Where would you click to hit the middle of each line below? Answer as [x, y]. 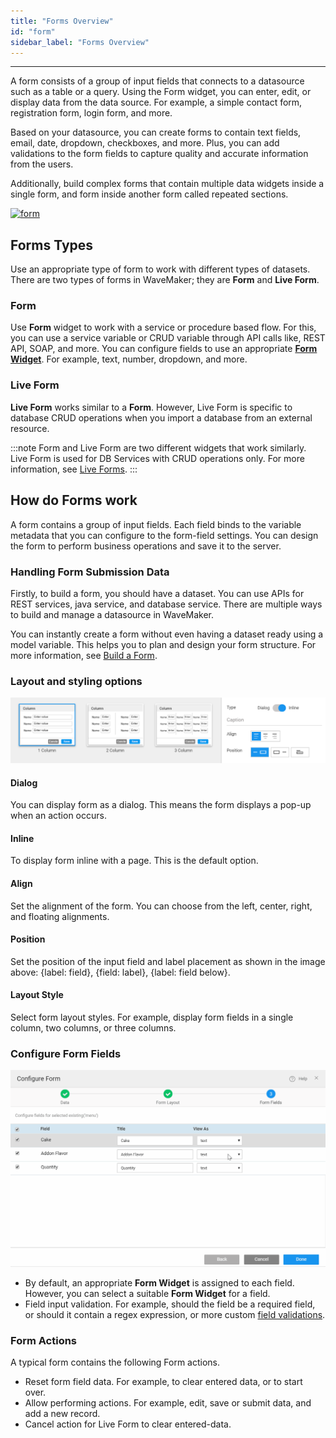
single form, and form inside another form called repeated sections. [149, 194]
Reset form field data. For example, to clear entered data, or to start [163, 1382]
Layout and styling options [76, 681]
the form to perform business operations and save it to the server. [146, 546]
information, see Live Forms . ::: [74, 469]
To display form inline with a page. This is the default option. [134, 861]
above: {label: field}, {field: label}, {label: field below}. [120, 972]
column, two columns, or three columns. [93, 1028]
